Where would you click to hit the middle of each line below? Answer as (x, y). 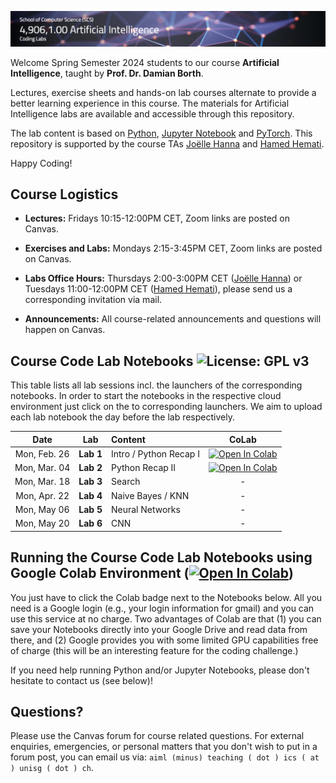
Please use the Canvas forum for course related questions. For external (157, 736)
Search (125, 482)
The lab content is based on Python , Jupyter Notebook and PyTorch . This (161, 133)
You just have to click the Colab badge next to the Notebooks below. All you (166, 597)
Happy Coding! (41, 163)
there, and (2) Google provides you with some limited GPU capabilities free (164, 640)
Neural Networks (145, 509)
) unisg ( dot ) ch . (52, 768)
